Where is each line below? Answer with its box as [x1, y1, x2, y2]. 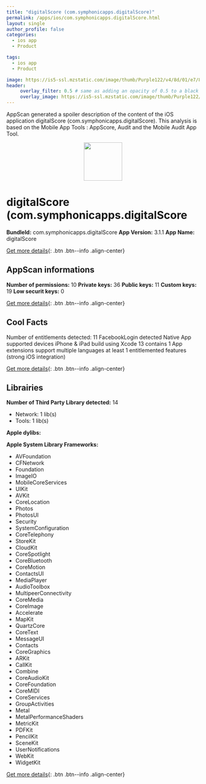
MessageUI [15, 635, 45, 642]
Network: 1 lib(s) [15, 411, 57, 418]
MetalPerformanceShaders [15, 714, 84, 721]
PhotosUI [15, 511, 39, 519]
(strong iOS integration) [6, 353, 66, 360]
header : [6, 82, 26, 89]
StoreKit [15, 538, 36, 545]
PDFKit [15, 726, 33, 734]
